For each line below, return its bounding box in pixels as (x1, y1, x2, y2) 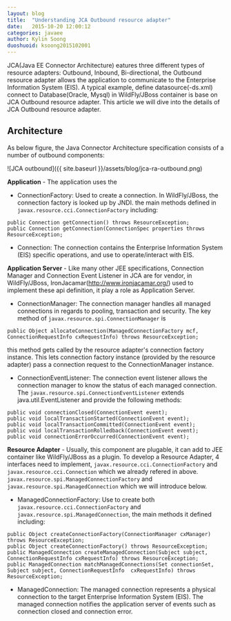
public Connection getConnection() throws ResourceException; (7, 219, 190, 226)
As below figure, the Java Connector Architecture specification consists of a (7, 143, 224, 152)
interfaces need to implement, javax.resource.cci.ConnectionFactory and (7, 460, 218, 468)
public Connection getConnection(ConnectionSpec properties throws (7, 225, 205, 232)
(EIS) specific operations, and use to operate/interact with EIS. (17, 250, 194, 259)
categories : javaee (7, 29, 63, 37)
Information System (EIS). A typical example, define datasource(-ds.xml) (7, 84, 213, 91)
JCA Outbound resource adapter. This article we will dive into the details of (7, 98, 221, 106)
